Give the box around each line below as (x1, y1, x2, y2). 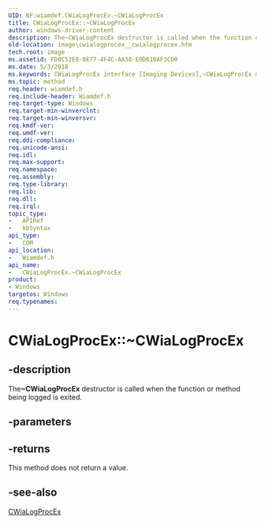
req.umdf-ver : (8, 129, 55, 137)
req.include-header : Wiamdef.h (8, 92, 111, 100)
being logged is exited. (8, 392, 83, 402)
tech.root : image (8, 48, 65, 56)
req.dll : (8, 195, 37, 203)
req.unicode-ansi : (8, 144, 69, 152)
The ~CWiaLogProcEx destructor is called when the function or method (8, 384, 241, 393)
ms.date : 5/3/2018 (8, 63, 69, 71)
